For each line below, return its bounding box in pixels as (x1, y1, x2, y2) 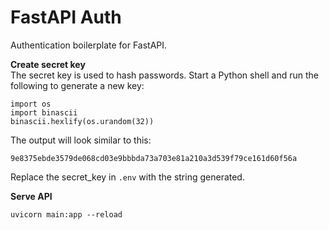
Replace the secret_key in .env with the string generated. (10, 171, 245, 183)
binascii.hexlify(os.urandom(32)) (10, 116, 155, 126)
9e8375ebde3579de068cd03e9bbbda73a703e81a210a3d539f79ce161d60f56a (10, 153, 298, 163)
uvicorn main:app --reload (10, 209, 123, 220)
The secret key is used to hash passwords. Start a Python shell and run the (10, 69, 319, 81)
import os (10, 99, 52, 109)
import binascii (10, 107, 78, 118)
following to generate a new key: (10, 79, 145, 91)
